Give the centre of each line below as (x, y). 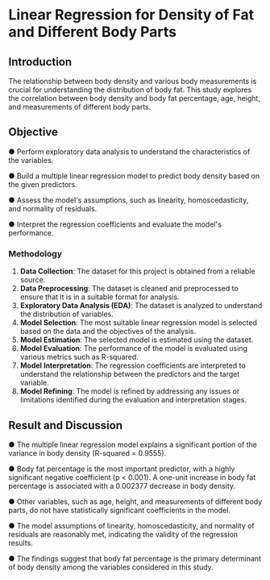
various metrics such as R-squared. (79, 357)
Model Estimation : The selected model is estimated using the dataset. (137, 340)
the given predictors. (43, 184)
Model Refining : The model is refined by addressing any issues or (130, 391)
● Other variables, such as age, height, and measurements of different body (135, 501)
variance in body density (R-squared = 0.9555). (87, 453)
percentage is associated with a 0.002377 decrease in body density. (122, 486)
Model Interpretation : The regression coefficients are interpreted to (133, 365)
